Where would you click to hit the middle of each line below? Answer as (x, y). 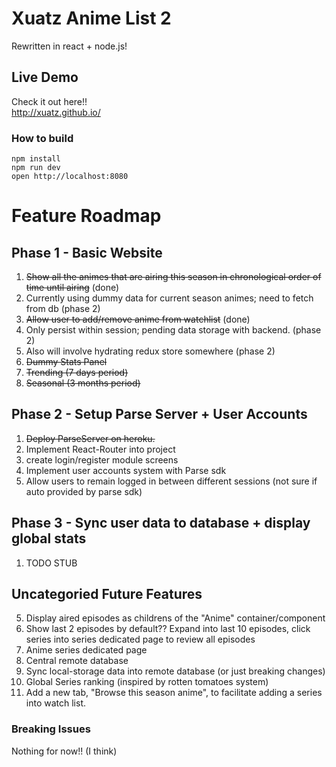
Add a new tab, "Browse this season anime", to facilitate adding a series (174, 693)
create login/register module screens (102, 459)
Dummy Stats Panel (66, 362)
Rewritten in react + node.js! (69, 46)
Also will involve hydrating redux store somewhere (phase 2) (150, 351)
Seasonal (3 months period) (83, 383)
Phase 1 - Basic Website (87, 252)
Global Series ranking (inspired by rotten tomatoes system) (147, 682)
